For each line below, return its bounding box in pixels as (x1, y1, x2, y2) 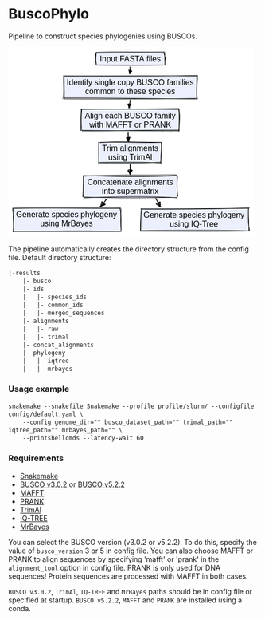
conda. (8, 603, 32, 613)
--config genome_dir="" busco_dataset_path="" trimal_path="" (22, 418, 233, 427)
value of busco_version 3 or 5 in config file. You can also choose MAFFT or (8, 546, 254, 555)
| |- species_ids (22, 293, 88, 301)
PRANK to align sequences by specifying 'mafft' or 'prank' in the (8, 554, 220, 563)
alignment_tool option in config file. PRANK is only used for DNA (8, 563, 221, 572)
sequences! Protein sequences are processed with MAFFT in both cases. (8, 571, 248, 581)
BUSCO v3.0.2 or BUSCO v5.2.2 (19, 480, 126, 489)
